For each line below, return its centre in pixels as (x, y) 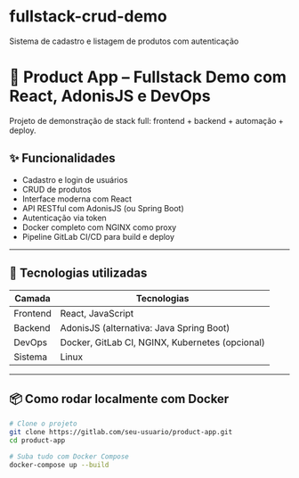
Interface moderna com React (77, 199)
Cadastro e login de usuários (75, 179)
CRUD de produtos (57, 189)
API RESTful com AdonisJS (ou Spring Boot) (103, 208)
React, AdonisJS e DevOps (110, 96)
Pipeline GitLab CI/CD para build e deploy (98, 236)
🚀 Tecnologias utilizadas (78, 273)
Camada (32, 298)
